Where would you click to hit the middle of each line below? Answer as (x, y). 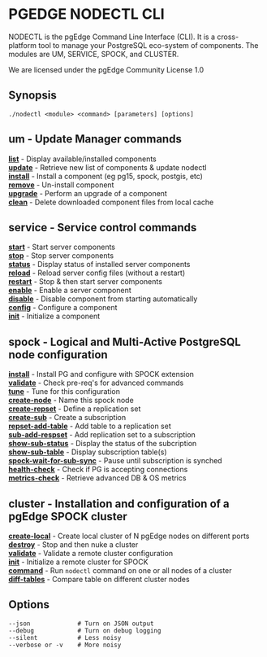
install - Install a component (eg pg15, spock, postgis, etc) (106, 176)
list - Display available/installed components (82, 159)
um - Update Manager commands (95, 139)
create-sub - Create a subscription (67, 418)
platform (22, 45)
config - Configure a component (63, 308)
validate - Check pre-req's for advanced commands (96, 383)
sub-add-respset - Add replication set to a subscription (102, 435)
